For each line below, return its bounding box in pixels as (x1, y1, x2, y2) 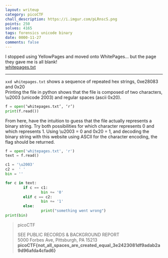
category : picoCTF (5, 12, 43, 17)
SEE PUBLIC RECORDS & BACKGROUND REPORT (17, 232, 120, 238)
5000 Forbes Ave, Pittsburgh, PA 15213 (17, 237, 97, 243)
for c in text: (5, 180, 37, 185)
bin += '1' (40, 199, 64, 204)
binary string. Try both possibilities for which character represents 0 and (5, 123, 154, 129)
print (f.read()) (5, 108, 39, 114)
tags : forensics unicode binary (5, 30, 72, 35)
